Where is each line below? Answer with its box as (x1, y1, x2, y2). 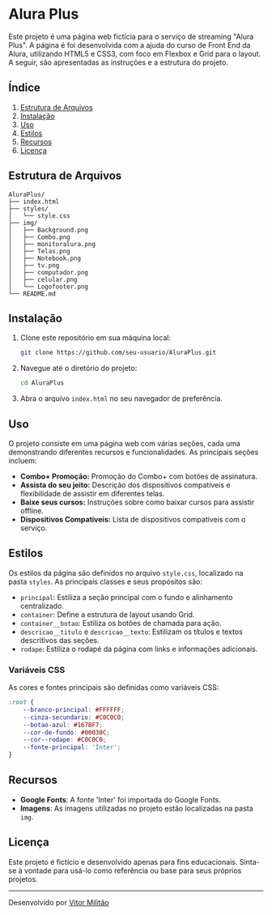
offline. (19, 505, 45, 515)
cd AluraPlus (19, 379, 65, 387)
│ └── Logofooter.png (8, 283, 89, 291)
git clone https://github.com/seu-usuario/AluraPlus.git (19, 349, 217, 357)
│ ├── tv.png (8, 261, 60, 270)
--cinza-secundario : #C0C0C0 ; (23, 713, 125, 721)
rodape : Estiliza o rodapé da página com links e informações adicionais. (19, 644, 258, 653)
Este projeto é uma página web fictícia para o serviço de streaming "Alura (8, 32, 254, 41)
